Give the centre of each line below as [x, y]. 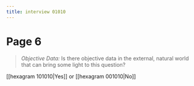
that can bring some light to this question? [73, 64]
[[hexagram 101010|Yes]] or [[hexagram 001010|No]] [71, 76]
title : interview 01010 [36, 12]
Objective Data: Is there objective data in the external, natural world [105, 58]
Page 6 [24, 41]
